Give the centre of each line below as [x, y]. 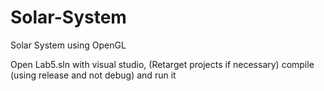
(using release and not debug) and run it [93, 75]
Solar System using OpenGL [68, 45]
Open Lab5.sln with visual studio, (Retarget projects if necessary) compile [162, 64]
